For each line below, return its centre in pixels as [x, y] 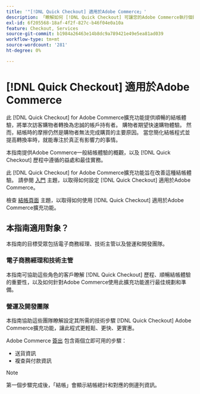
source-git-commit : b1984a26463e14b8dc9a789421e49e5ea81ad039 [85, 34]
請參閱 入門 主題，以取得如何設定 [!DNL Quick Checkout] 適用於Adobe [104, 180]
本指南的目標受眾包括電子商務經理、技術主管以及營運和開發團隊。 [87, 243]
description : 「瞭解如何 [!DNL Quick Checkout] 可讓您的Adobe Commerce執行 [97, 17]
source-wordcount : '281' [37, 45]
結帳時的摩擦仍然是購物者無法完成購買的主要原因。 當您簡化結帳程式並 [103, 132]
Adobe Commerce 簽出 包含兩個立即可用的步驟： [66, 341]
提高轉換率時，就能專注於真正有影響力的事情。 [63, 139]
